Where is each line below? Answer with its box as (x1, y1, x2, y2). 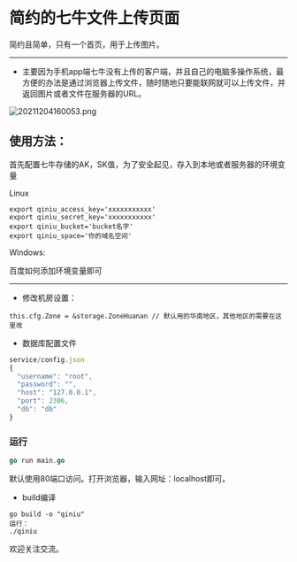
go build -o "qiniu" (9, 510, 86, 519)
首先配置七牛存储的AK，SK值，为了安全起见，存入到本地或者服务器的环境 (9, 158, 278, 169)
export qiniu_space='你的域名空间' (9, 231, 133, 240)
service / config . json (9, 355, 86, 364)
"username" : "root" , (17, 372, 93, 381)
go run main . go (9, 457, 65, 466)
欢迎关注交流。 (9, 543, 64, 554)
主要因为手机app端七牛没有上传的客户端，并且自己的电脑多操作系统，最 (21, 65, 285, 76)
